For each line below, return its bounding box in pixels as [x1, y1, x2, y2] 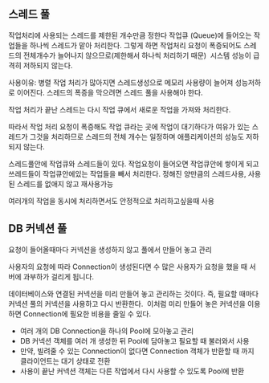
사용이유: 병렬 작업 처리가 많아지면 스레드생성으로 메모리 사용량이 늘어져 [8, 77, 234, 87]
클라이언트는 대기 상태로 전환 [19, 356, 111, 365]
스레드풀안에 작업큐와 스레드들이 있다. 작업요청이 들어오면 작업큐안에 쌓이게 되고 [8, 159, 259, 169]
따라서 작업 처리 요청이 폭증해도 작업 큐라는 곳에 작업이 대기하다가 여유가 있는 [8, 121, 251, 131]
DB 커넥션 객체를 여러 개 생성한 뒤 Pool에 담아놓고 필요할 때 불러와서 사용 [19, 336, 250, 345]
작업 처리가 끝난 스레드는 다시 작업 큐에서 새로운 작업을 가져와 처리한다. [8, 104, 231, 114]
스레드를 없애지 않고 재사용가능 [16, 179, 114, 189]
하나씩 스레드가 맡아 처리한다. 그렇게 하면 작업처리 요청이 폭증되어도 [29, 40, 243, 50]
